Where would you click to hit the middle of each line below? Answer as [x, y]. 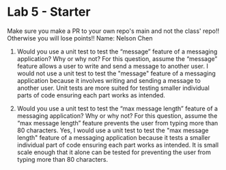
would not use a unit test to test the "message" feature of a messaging [116, 73]
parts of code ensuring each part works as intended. [91, 95]
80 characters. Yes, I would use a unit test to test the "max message [113, 130]
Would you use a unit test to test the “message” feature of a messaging [117, 51]
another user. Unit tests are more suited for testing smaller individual [113, 88]
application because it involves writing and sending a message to [109, 80]
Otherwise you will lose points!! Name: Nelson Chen [80, 38]
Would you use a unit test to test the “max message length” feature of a [117, 108]
